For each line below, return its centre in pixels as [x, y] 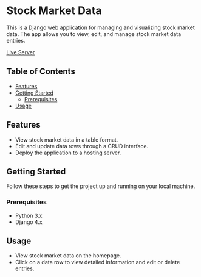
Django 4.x [29, 222]
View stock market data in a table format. [66, 139]
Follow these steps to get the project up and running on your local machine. [101, 186]
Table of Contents [41, 72]
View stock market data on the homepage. [68, 256]
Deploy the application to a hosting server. [68, 153]
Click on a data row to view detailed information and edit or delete [97, 262]
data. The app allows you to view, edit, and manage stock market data [94, 34]
